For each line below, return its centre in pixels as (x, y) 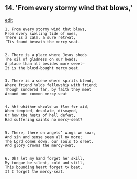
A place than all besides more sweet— (45, 64)
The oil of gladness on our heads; (42, 59)
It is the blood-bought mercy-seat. (43, 68)
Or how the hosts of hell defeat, (41, 115)
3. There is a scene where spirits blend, (49, 81)
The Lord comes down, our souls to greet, (49, 141)
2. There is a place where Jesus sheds (46, 55)
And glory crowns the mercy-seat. (41, 145)
